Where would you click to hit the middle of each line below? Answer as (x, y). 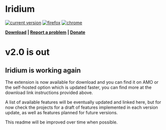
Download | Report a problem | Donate (45, 32)
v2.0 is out (28, 52)
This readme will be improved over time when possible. (61, 122)
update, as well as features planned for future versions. (61, 112)
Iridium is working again (43, 70)
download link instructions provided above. (49, 93)
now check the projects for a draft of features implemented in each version (82, 107)
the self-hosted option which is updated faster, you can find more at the (79, 87)
